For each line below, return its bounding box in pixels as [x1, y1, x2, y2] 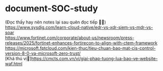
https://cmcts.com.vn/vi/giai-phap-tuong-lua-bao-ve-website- [31, 55, 158, 61]
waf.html [5, 61, 23, 67]
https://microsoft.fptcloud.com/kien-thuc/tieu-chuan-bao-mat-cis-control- [5, 45, 156, 51]
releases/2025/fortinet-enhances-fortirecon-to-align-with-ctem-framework [5, 40, 158, 46]
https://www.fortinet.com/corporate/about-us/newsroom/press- [5, 35, 135, 41]
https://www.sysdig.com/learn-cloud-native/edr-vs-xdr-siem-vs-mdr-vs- [5, 24, 153, 30]
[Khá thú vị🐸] [5, 55, 32, 61]
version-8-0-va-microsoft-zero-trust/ [5, 50, 81, 56]
